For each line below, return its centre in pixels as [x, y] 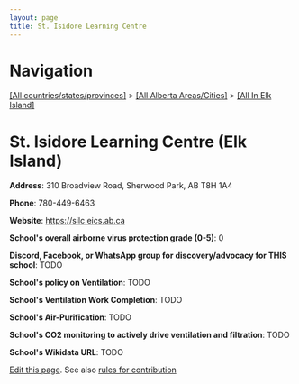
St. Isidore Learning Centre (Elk [128, 142]
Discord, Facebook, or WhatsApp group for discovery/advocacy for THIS [148, 256]
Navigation [51, 71]
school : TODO [36, 265]
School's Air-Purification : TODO [71, 317]
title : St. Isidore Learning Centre [78, 26]
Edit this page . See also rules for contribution [93, 370]
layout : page [34, 18]
